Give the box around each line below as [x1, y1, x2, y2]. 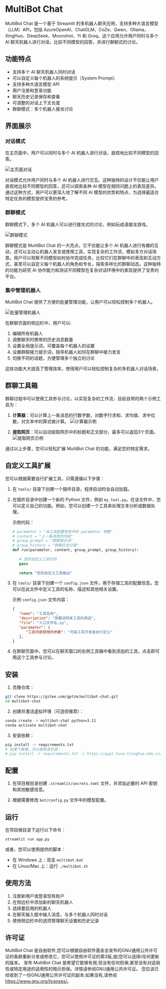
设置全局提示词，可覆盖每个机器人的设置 [12, 343, 95, 349]
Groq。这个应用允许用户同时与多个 [87, 33, 159, 39]
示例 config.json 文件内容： [12, 597, 70, 603]
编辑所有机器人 [12, 330, 43, 336]
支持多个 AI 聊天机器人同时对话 [12, 69, 76, 75]
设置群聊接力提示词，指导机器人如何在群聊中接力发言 [12, 349, 121, 355]
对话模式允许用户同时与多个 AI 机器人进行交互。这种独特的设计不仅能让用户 [5, 177, 159, 183]
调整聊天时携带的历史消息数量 [12, 337, 73, 343]
